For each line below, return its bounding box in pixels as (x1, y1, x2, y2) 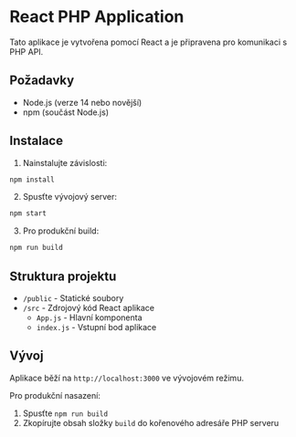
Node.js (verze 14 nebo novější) (22, 97, 143, 108)
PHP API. (9, 46, 44, 57)
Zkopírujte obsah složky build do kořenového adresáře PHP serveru (22, 417, 280, 428)
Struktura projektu (9, 268, 117, 284)
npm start (9, 209, 48, 218)
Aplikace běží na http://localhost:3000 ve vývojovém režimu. (9, 372, 245, 383)
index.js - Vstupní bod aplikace (36, 322, 157, 332)
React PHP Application (9, 6, 185, 27)
